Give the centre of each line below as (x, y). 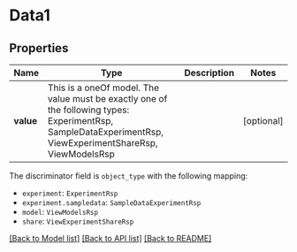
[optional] (263, 121)
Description (209, 73)
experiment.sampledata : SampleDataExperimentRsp (111, 202)
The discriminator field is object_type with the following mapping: (129, 176)
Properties (39, 48)
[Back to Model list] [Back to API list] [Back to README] (110, 238)
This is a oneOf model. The (103, 88)
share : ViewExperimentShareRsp (78, 221)
